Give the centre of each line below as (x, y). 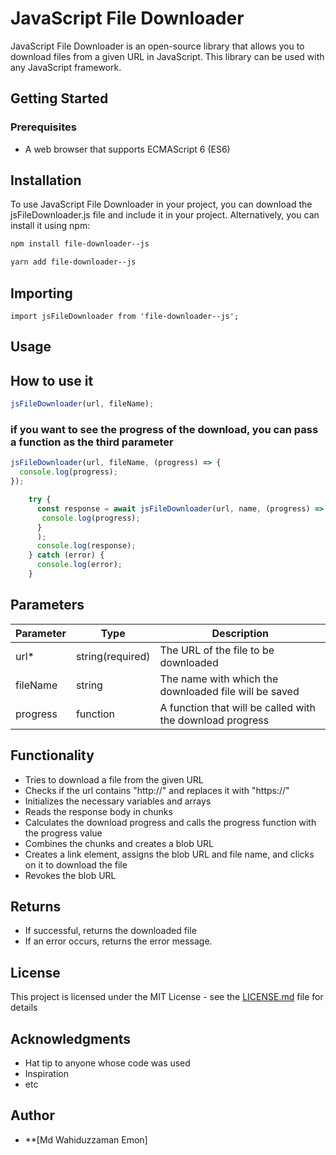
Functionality (52, 755)
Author (32, 1115)
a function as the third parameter (92, 442)
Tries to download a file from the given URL (114, 779)
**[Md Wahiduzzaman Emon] (86, 1139)
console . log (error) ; (79, 565)
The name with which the (219, 679)
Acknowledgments (71, 1038)
